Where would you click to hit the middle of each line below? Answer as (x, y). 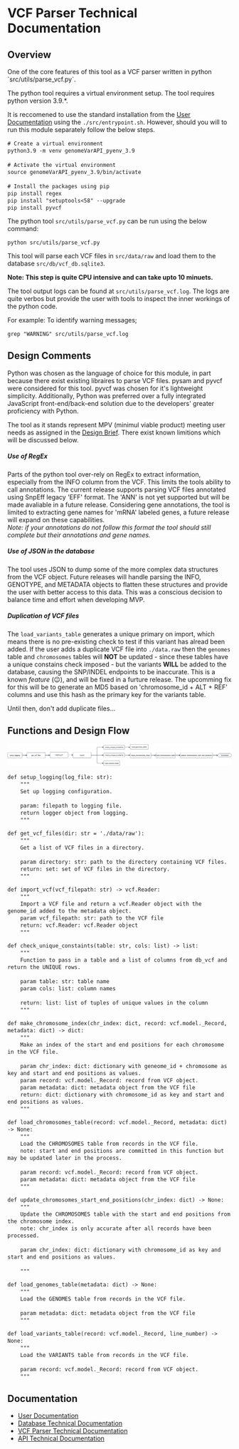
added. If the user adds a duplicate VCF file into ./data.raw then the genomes (119, 649)
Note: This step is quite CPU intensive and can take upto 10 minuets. (110, 277)
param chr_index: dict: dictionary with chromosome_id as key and (121, 1250)
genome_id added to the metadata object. (70, 911)
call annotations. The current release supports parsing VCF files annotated (117, 489)
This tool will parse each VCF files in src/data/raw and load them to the (112, 256)
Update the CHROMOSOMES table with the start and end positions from (126, 1214)
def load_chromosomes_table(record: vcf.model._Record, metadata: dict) (117, 1123)
